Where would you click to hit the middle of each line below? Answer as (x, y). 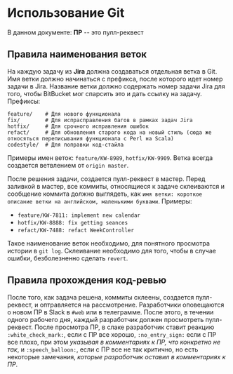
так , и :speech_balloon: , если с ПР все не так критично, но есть (103, 349)
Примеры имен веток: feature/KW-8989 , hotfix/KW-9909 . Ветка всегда (110, 158)
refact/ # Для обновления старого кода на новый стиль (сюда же (109, 132)
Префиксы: (24, 101)
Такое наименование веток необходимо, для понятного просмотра (109, 243)
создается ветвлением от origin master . (68, 165)
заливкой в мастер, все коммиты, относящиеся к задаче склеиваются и (116, 186)
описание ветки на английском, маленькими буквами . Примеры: (100, 201)
